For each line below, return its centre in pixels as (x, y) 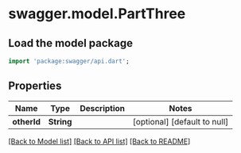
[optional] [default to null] (181, 121)
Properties (35, 86)
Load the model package (71, 43)
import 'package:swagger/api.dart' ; (69, 61)
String (60, 121)
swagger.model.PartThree (97, 14)
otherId (27, 121)
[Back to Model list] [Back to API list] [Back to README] (99, 141)
